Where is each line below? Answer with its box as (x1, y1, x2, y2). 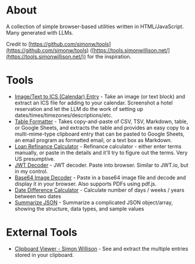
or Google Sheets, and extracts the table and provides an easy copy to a (14, 124, 189, 131)
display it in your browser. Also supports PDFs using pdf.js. (14, 180, 157, 187)
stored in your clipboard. (14, 251, 74, 258)
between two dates (14, 192, 61, 199)
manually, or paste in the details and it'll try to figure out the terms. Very (14, 149, 188, 156)
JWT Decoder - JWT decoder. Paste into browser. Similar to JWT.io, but (14, 161, 189, 168)
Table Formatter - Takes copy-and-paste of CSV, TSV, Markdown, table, (14, 118, 189, 125)
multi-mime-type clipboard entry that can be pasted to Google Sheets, (14, 130, 185, 137)
